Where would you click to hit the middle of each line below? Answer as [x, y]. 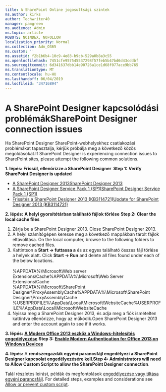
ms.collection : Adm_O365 [31, 47]
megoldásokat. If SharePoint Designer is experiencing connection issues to [81, 153]
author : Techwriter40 [28, 19]
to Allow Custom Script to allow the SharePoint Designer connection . [77, 364]
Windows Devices [24, 344]
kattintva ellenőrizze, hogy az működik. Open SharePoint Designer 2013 [85, 319]
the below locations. [33, 261]
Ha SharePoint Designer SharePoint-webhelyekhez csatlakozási [70, 143]
